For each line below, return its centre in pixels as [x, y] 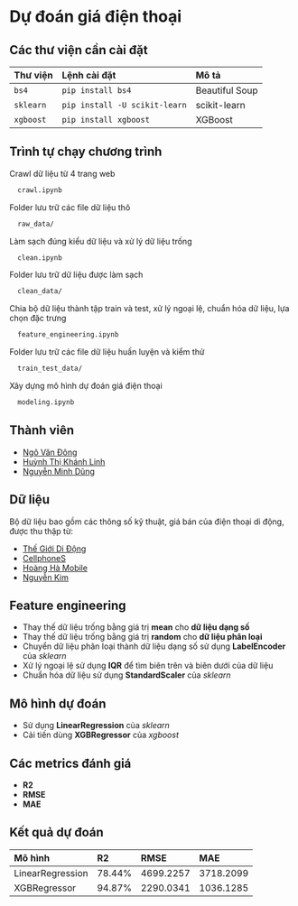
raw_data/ [36, 224]
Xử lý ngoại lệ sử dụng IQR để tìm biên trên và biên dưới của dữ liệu [148, 666]
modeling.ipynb [46, 402]
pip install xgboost [106, 120]
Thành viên [42, 430]
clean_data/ [40, 291]
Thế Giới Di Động [54, 549]
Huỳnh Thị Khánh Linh [64, 461]
